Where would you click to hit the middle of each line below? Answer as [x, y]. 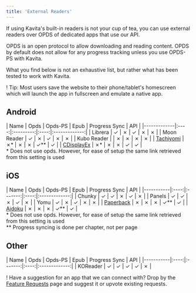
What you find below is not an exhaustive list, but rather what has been [92, 70]
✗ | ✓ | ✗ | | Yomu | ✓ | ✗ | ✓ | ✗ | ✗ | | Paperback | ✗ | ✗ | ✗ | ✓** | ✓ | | [97, 203]
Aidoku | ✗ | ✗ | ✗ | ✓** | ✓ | [42, 208]
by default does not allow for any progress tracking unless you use [87, 52]
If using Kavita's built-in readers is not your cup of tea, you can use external [98, 28]
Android [21, 112]
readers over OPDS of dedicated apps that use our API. [73, 34]
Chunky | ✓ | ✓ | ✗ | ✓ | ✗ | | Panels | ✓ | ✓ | [133, 196]
